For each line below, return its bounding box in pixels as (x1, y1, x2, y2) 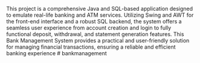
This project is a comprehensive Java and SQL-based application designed (6, 5, 193, 12)
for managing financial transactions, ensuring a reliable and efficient (6, 43, 176, 50)
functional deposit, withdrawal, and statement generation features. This (6, 31, 184, 38)
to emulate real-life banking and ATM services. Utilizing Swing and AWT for (6, 11, 194, 19)
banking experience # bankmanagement (6, 50, 107, 56)
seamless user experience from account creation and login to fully (6, 24, 172, 31)
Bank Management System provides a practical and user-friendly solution (6, 37, 190, 44)
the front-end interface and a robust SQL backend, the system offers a (6, 18, 182, 25)
